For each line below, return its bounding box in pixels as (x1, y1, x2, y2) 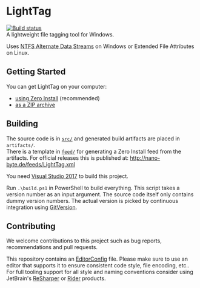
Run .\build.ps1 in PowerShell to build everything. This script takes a (6, 184, 180, 191)
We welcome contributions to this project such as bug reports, (6, 237, 162, 244)
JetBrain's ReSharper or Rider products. (6, 275, 106, 282)
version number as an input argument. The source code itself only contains (6, 190, 194, 198)
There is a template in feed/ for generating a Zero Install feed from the (6, 148, 182, 155)
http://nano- (130, 154, 161, 162)
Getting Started (6, 67, 66, 77)
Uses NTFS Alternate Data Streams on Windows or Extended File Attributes (6, 43, 195, 50)
